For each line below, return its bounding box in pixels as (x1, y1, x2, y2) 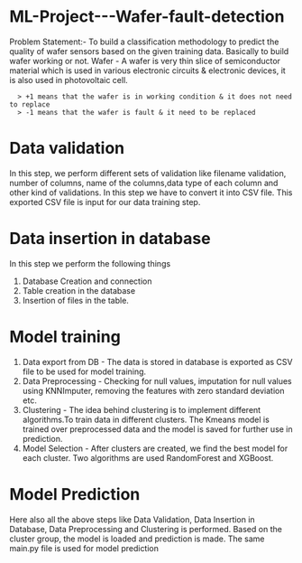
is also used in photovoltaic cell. (9, 74, 128, 85)
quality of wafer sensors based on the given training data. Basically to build (9, 45, 289, 56)
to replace (9, 99, 50, 109)
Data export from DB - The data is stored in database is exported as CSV (22, 356, 293, 367)
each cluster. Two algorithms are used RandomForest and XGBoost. (22, 452, 274, 463)
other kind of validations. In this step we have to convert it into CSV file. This (9, 187, 293, 198)
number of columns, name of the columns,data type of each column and (9, 177, 279, 188)
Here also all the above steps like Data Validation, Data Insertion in (9, 513, 255, 525)
